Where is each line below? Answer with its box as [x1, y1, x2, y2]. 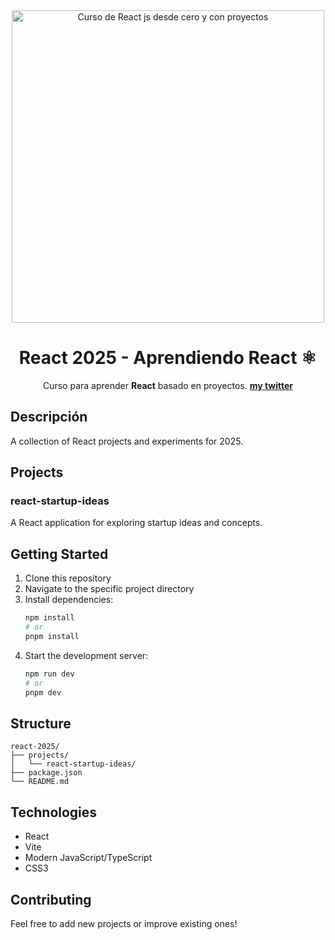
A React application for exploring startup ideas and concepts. [10, 517, 263, 529]
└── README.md [10, 777, 70, 787]
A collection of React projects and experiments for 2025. [10, 435, 244, 447]
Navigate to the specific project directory [24, 583, 195, 595]
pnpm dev [24, 687, 62, 698]
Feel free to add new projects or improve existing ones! [10, 917, 238, 929]
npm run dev [24, 669, 75, 679]
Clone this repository [24, 572, 112, 584]
